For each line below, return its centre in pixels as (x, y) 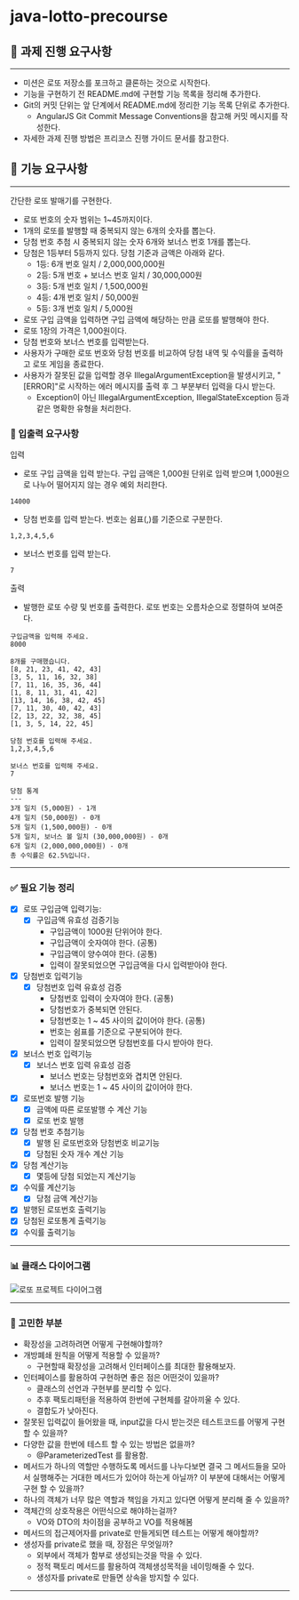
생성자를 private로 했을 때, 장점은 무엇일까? (98, 1544)
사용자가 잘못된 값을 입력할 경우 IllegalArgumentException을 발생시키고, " (152, 374)
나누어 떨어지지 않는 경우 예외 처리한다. (100, 485)
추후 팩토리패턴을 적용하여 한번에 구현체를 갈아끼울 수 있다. (138, 1400)
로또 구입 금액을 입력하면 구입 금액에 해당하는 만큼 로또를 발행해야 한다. (146, 319)
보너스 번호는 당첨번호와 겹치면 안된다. (116, 1076)
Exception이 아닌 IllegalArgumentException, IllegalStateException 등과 (163, 397)
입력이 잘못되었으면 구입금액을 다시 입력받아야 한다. (138, 965)
